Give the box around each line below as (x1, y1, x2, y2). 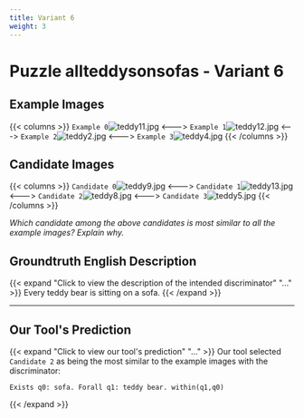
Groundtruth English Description (9, 253, 197, 268)
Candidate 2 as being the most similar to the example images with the (9, 355, 269, 366)
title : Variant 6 (9, 13, 75, 23)
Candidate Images (9, 156, 115, 172)
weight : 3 (9, 22, 47, 31)
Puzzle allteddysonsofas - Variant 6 (9, 61, 284, 82)
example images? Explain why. (9, 228, 125, 238)
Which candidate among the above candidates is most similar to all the (9, 218, 276, 228)
